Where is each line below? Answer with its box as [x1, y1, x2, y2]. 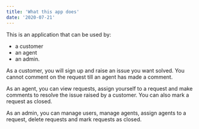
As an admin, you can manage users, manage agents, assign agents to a [6, 109, 186, 116]
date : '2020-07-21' [6, 14, 55, 20]
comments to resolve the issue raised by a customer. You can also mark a [6, 91, 189, 98]
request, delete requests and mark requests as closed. [6, 115, 142, 123]
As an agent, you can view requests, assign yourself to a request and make [6, 85, 193, 92]
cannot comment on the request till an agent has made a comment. [6, 73, 173, 80]
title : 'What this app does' [6, 8, 80, 15]
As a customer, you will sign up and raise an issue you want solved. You [6, 67, 185, 74]
